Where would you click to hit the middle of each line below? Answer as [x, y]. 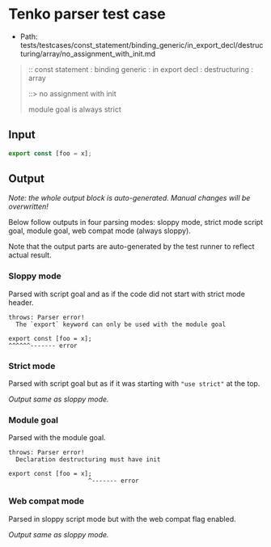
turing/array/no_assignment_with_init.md [88, 53]
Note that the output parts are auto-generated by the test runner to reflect [131, 247]
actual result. [30, 255]
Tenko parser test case [87, 14]
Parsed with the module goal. [57, 438]
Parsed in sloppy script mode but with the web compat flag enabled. [122, 519]
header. [21, 302]
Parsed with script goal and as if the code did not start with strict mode [127, 294]
